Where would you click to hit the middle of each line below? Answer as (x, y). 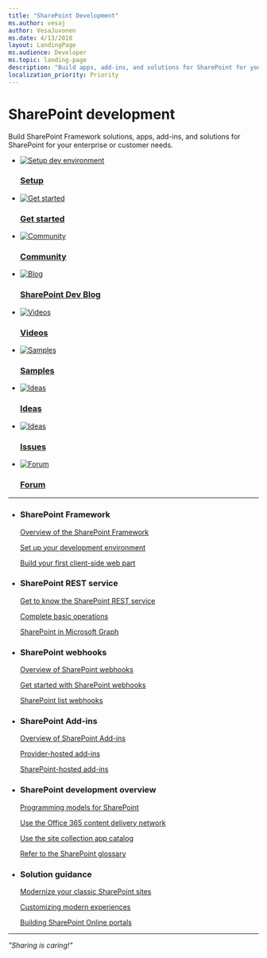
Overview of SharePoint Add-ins (72, 738)
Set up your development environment (82, 547)
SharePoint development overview (88, 790)
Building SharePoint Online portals (76, 923)
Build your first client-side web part (77, 563)
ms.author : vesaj (37, 23)
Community (43, 257)
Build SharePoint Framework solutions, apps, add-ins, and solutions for (124, 136)
